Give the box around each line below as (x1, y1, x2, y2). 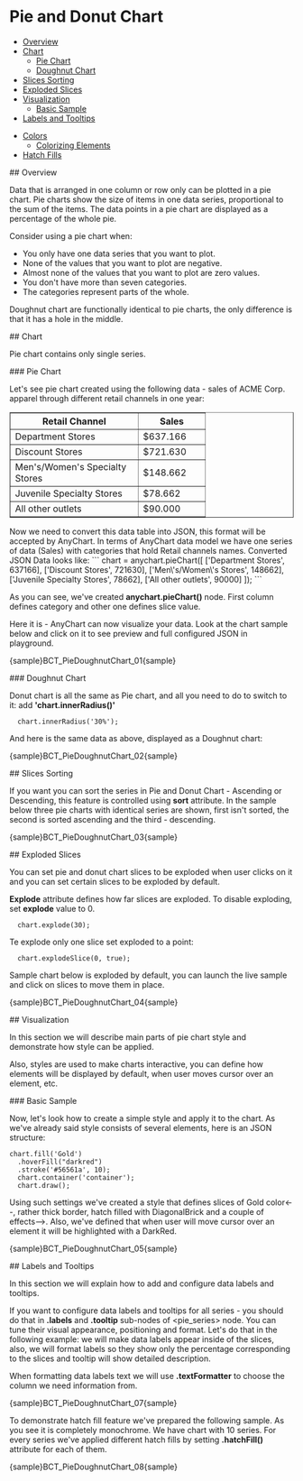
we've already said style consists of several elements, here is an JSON (9, 1122, 272, 1133)
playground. (9, 638, 54, 649)
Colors (22, 130, 48, 141)
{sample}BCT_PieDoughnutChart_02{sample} (9, 750, 179, 761)
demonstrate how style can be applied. (9, 1041, 155, 1052)
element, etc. (9, 1078, 59, 1089)
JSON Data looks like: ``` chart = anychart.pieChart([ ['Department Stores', (9, 555, 286, 566)
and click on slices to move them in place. (9, 979, 165, 989)
